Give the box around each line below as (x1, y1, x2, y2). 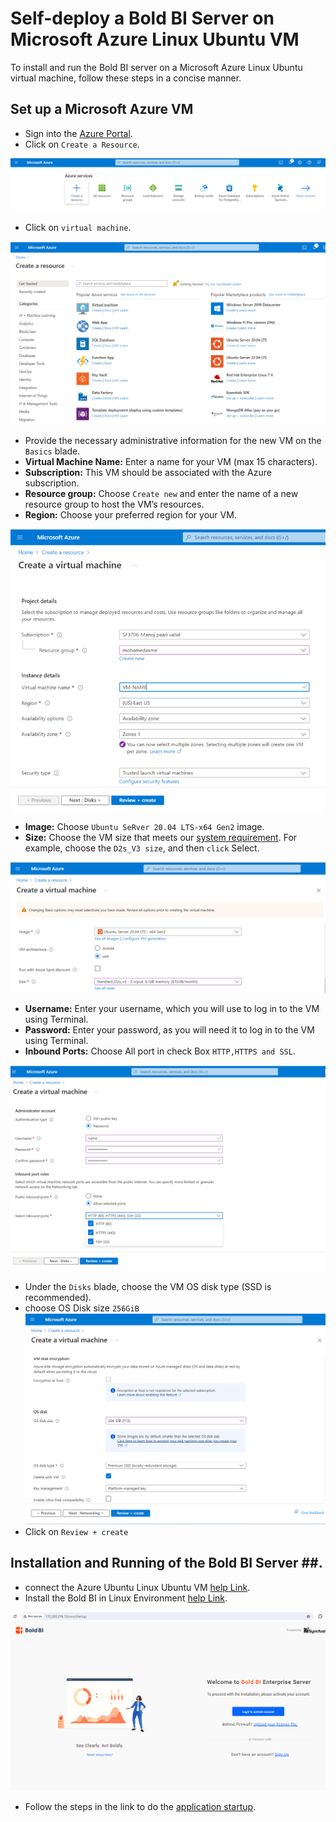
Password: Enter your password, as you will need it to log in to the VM (24, 1024, 315, 1036)
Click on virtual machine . (24, 222, 132, 234)
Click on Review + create (24, 1525, 129, 1537)
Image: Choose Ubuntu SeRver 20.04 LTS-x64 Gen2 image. (24, 821, 265, 833)
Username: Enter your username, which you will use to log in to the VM (24, 1003, 320, 1015)
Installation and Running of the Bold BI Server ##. (10, 1555, 323, 1572)
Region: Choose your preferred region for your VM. (24, 509, 237, 521)
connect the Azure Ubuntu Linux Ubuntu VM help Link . (24, 1581, 251, 1593)
